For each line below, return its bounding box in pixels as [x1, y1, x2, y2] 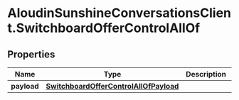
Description [186, 70, 226, 79]
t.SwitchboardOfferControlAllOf [7, 20, 201, 36]
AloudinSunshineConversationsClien [7, 5, 232, 21]
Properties [7, 48, 55, 60]
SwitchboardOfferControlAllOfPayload [46, 82, 179, 91]
